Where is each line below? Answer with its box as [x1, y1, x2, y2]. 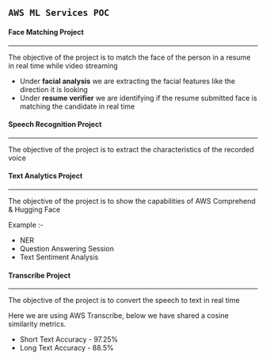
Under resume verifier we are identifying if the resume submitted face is [19, 93, 257, 102]
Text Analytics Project [8, 171, 83, 181]
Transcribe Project [8, 270, 71, 280]
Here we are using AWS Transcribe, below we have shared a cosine [8, 311, 230, 320]
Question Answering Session [19, 244, 115, 253]
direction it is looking [19, 84, 89, 94]
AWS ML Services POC [8, 7, 110, 19]
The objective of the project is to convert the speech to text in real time [8, 296, 240, 305]
